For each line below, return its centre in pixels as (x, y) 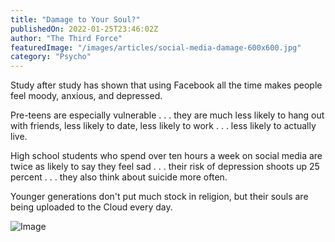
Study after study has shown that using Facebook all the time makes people (166, 85)
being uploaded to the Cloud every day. (91, 207)
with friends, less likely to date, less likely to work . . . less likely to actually (163, 126)
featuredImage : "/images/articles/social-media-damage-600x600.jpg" (156, 47)
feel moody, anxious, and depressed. (86, 96)
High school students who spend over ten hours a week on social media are (166, 156)
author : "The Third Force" (66, 38)
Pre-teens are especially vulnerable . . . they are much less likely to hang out (167, 115)
